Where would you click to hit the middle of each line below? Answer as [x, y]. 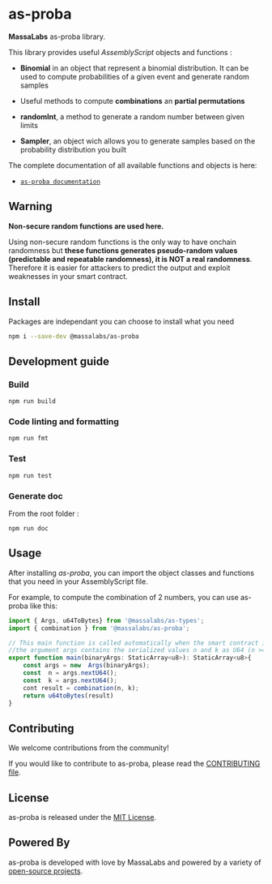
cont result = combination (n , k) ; [81, 688]
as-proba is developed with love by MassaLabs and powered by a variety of [135, 862]
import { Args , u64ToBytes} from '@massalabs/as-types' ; [106, 620]
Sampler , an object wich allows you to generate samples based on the [138, 141]
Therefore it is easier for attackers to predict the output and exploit [119, 268]
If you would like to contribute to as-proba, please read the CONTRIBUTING [134, 764]
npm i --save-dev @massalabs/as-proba [74, 336]
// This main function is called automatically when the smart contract [134, 643]
